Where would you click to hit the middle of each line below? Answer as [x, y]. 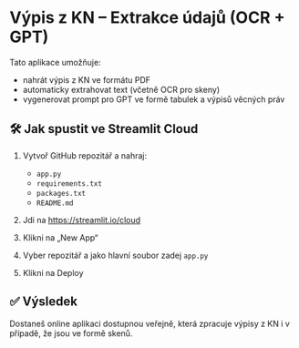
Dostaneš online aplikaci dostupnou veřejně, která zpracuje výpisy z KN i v [149, 323]
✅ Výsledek [43, 302]
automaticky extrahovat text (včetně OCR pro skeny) [121, 89]
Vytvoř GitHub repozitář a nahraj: [85, 155]
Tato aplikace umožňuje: [56, 62]
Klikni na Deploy [53, 272]
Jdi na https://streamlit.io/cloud [82, 220]
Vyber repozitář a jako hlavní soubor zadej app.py [115, 255]
